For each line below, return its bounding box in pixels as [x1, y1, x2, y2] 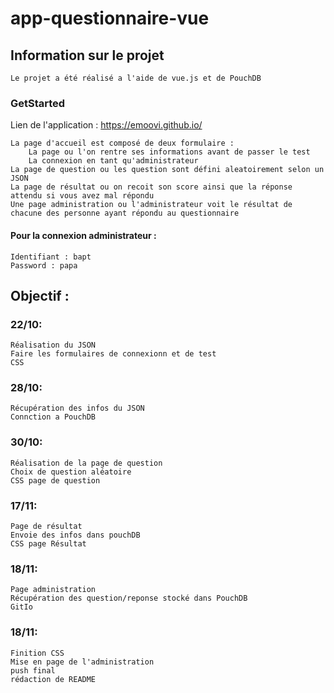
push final [10, 665, 56, 676]
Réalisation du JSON [10, 340, 97, 351]
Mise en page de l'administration [10, 657, 155, 667]
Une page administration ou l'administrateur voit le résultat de [10, 200, 293, 210]
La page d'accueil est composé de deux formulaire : [10, 138, 235, 149]
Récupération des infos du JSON [10, 403, 145, 414]
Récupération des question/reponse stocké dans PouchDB [10, 593, 248, 604]
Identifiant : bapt [10, 252, 92, 262]
